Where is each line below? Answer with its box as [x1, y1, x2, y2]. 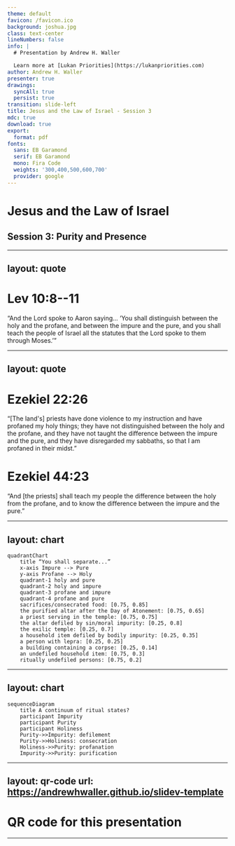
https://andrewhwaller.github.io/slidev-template [7, 786, 224, 798]
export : [7, 127, 30, 134]
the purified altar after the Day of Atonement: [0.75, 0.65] [20, 608, 205, 615]
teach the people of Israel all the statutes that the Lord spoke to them [7, 329, 206, 337]
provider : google [13, 172, 64, 179]
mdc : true [7, 114, 36, 121]
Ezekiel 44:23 [7, 469, 90, 484]
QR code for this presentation [7, 814, 182, 831]
